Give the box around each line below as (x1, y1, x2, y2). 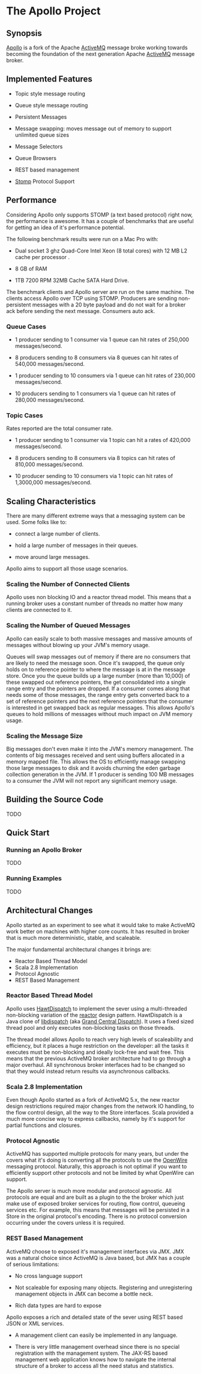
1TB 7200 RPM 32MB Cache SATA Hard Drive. (14, 276, 130, 284)
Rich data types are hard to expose (14, 1301, 102, 1309)
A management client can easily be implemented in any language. (14, 1331, 178, 1339)
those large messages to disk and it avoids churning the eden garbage (6, 764, 181, 771)
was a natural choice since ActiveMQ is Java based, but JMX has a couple (6, 1254, 191, 1261)
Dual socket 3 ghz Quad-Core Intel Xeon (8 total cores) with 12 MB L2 (14, 247, 188, 254)
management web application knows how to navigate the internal (14, 1355, 176, 1363)
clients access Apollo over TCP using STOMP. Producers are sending (6, 294, 178, 302)
